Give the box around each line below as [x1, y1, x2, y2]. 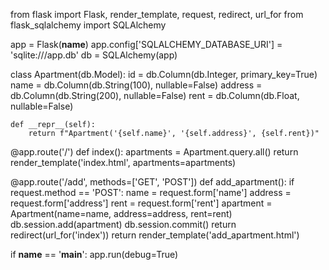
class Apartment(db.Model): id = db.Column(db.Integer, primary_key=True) [10, 69, 318, 80]
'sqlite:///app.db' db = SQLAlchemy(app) [10, 49, 178, 61]
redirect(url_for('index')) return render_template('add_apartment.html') [10, 229, 300, 241]
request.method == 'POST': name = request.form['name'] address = [10, 187, 292, 198]
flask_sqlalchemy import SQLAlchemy [10, 19, 167, 31]
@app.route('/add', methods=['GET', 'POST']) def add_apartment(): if [10, 176, 295, 188]
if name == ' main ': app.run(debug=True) [10, 249, 179, 260]
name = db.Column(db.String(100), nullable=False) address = [10, 79, 263, 91]
